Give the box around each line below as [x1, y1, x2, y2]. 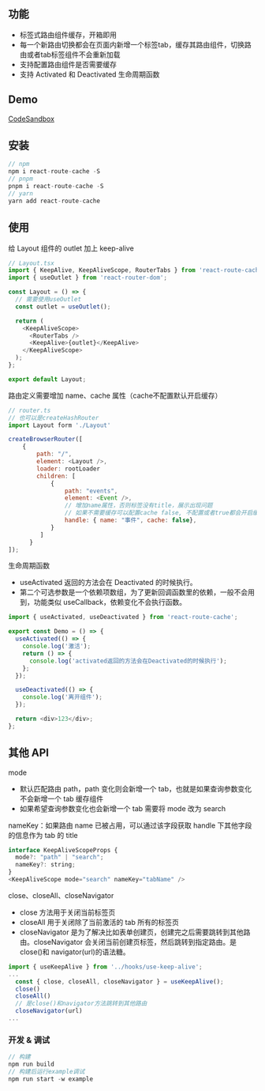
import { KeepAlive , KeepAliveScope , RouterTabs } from [8, 266, 196, 274]
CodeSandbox [8, 114, 55, 123]
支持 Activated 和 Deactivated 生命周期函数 [19, 70, 160, 79]
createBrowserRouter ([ [8, 436, 83, 444]
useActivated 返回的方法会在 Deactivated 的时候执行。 [19, 578, 197, 587]
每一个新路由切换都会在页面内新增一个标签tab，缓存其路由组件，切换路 [19, 40, 252, 49]
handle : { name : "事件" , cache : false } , [64, 516, 197, 524]
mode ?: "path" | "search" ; [15, 853, 104, 862]
